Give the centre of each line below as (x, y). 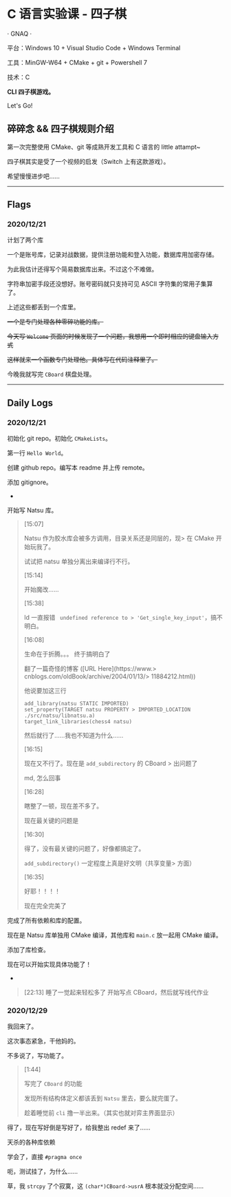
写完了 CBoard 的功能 (53, 1084)
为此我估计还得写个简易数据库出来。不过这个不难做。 (82, 269)
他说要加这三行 (45, 691)
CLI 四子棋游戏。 (31, 92)
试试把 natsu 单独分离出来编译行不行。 (79, 561)
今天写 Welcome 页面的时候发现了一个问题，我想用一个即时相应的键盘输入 (110, 336)
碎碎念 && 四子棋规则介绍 (61, 129)
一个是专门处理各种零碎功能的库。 (55, 322)
